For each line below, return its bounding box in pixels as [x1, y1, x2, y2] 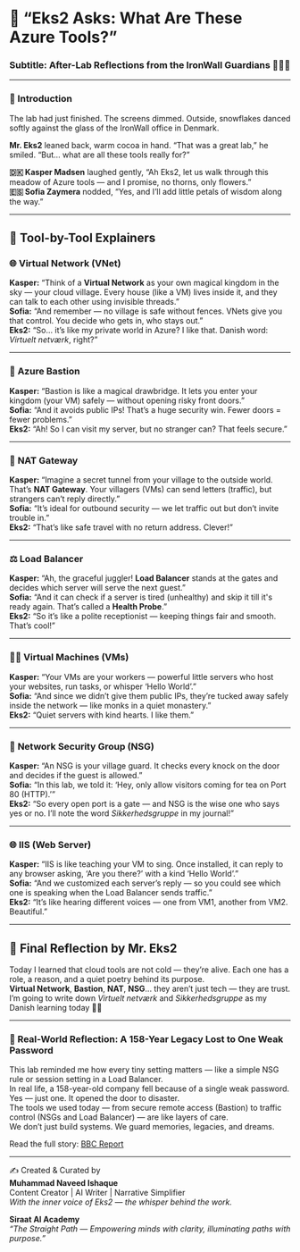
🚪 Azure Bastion [9, 366, 80, 378]
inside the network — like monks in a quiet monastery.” [9, 700, 212, 710]
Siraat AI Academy [9, 1214, 80, 1225]
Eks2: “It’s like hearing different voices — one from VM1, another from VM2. [9, 897, 288, 908]
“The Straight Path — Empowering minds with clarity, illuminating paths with [9, 1223, 291, 1234]
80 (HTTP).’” [9, 788, 56, 799]
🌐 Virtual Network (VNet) [9, 257, 121, 270]
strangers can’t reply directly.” [9, 493, 121, 504]
